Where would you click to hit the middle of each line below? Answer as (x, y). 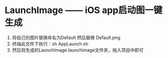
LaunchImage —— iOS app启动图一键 (83, 10)
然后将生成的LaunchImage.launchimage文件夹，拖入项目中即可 (78, 50)
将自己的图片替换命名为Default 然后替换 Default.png (66, 37)
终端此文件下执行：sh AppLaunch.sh (50, 43)
